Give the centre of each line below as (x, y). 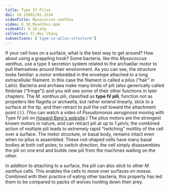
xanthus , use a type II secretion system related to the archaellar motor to (81, 64)
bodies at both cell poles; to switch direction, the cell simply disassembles (83, 145)
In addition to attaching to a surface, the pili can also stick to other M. (78, 166)
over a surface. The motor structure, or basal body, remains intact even (80, 134)
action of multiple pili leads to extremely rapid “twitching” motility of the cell (84, 128)
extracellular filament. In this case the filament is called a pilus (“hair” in (80, 80)
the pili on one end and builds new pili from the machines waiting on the (80, 150)
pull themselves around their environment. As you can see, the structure (81, 69)
